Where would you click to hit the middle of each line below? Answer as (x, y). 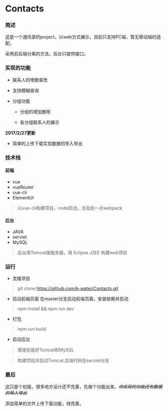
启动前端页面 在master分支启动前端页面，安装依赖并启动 (70, 299)
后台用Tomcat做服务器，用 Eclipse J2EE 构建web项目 (72, 253)
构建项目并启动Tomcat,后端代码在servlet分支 (63, 361)
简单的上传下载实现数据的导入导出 (47, 143)
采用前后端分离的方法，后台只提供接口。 (47, 54)
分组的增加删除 (35, 111)
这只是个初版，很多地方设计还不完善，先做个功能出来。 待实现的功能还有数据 (84, 387)
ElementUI (23, 198)
